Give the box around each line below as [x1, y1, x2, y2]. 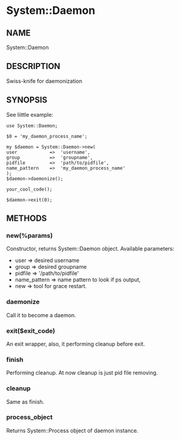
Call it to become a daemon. [6, 311, 77, 318]
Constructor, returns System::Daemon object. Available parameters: [6, 245, 175, 252]
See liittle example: [6, 111, 53, 118]
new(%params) [6, 231, 53, 240]
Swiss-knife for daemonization [6, 77, 83, 85]
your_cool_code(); [6, 186, 53, 192]
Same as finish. [6, 398, 45, 406]
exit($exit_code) [6, 326, 56, 335]
